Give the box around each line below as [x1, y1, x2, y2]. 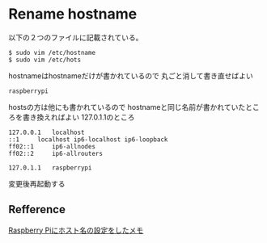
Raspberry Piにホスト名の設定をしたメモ [8, 225, 144, 235]
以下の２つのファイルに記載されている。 [8, 32, 143, 42]
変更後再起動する [8, 178, 66, 188]
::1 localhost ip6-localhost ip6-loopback [8, 135, 168, 144]
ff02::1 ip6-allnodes [8, 142, 95, 150]
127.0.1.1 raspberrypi [8, 163, 92, 172]
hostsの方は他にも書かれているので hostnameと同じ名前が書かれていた [8, 102, 246, 111]
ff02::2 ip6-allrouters [8, 149, 104, 157]
